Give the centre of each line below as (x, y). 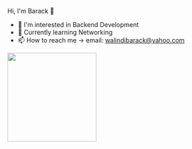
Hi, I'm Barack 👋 (31, 11)
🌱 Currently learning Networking (65, 32)
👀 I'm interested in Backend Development (78, 24)
